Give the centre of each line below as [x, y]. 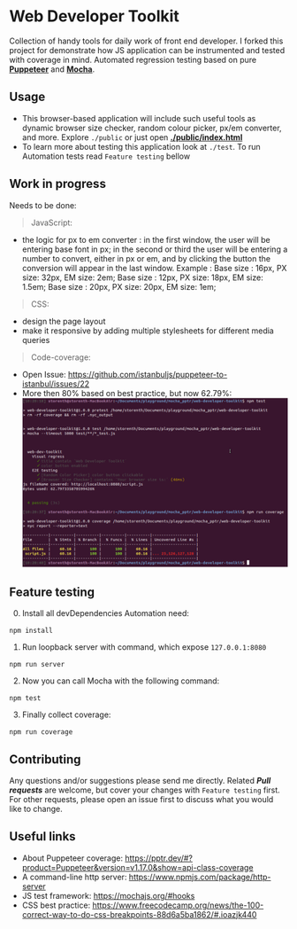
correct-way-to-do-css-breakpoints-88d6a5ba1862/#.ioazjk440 [139, 914]
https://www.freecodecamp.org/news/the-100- [178, 905]
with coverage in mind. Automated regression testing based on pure [133, 59]
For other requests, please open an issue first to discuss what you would [141, 799]
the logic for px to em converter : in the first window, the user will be [146, 239]
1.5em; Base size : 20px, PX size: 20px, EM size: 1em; [119, 286]
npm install [31, 631]
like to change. [36, 808]
